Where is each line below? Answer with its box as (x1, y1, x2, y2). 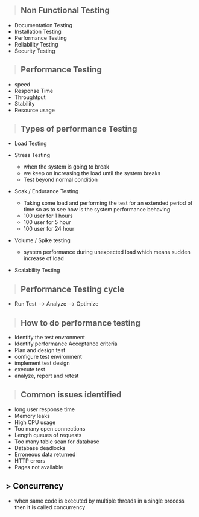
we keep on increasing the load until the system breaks (23, 170, 161, 177)
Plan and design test (14, 347, 66, 354)
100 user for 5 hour (23, 219, 71, 226)
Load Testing (14, 140, 47, 147)
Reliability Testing (14, 40, 58, 48)
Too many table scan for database (14, 438, 100, 445)
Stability (14, 100, 35, 107)
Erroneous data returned (14, 451, 76, 458)
